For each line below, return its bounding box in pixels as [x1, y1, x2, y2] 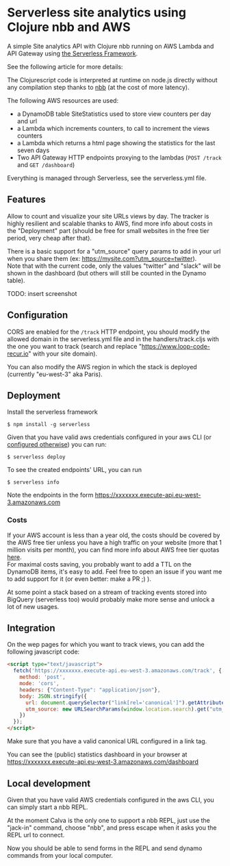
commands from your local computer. [7, 851, 113, 859]
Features [7, 194, 46, 206]
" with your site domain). [28, 349, 98, 358]
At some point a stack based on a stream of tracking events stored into [7, 588, 207, 596]
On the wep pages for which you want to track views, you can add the [7, 641, 205, 649]
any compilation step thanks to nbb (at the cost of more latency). [7, 83, 190, 91]
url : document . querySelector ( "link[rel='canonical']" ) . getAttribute [25, 699, 225, 706]
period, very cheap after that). [7, 234, 92, 242]
